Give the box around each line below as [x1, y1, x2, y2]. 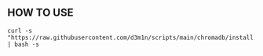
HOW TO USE [7, 6, 74, 19]
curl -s [7, 26, 33, 34]
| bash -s [7, 40, 40, 48]
